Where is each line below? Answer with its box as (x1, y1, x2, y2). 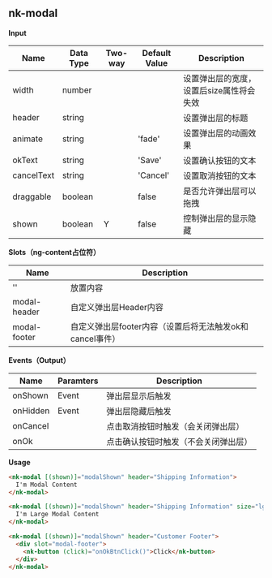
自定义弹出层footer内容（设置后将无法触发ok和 (70, 321, 249, 332)
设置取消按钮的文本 (183, 170, 257, 181)
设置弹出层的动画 (183, 127, 249, 139)
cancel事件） (70, 333, 121, 344)
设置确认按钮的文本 (183, 154, 257, 166)
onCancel (12, 420, 49, 431)
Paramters (57, 375, 99, 386)
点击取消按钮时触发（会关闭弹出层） (106, 421, 244, 432)
